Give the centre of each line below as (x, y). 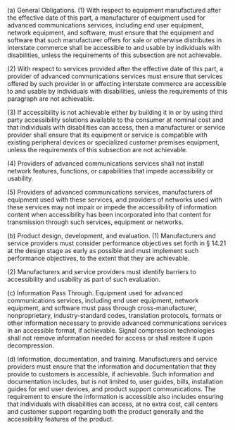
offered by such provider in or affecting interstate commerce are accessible (117, 84)
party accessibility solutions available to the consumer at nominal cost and (115, 120)
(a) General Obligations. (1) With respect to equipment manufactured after (114, 10)
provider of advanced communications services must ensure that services (115, 76)
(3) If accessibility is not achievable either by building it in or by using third (115, 112)
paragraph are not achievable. (51, 99)
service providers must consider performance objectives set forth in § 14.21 (117, 243)
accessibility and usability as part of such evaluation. (84, 279)
